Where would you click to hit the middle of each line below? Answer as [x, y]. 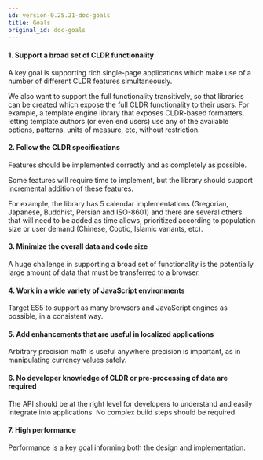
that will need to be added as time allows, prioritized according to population [132, 220]
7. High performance [42, 430]
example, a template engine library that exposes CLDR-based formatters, [126, 113]
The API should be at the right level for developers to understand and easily [130, 403]
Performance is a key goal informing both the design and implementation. [127, 447]
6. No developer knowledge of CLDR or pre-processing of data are [118, 378]
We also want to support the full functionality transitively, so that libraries [126, 96]
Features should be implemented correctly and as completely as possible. [128, 165]
